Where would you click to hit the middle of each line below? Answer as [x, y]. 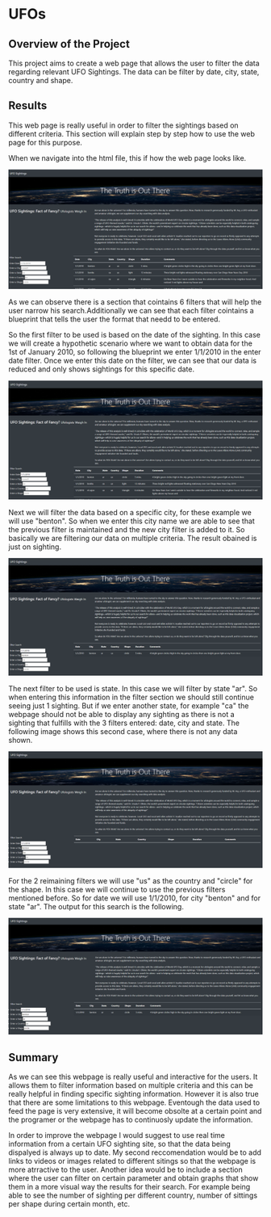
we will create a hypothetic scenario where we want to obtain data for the [130, 343]
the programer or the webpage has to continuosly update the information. [131, 1120]
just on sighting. [35, 547]
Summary [33, 1058]
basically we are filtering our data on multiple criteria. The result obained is [133, 538]
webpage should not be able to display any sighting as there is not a [122, 714]
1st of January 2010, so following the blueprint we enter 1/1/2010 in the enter [135, 352]
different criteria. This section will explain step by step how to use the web [132, 133]
